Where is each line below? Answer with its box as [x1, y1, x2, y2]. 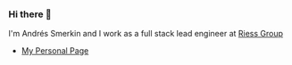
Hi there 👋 [8, 8, 53, 20]
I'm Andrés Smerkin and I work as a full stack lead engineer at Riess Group [8, 28, 283, 39]
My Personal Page [21, 45, 89, 56]
